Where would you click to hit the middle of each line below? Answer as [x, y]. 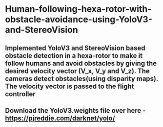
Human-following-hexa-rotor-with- [78, 9]
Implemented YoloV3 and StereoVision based [75, 48]
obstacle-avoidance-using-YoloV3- [79, 19]
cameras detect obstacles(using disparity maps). [82, 79]
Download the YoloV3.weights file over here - [75, 111]
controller [20, 94]
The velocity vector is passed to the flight [70, 86]
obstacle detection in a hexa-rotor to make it [74, 56]
